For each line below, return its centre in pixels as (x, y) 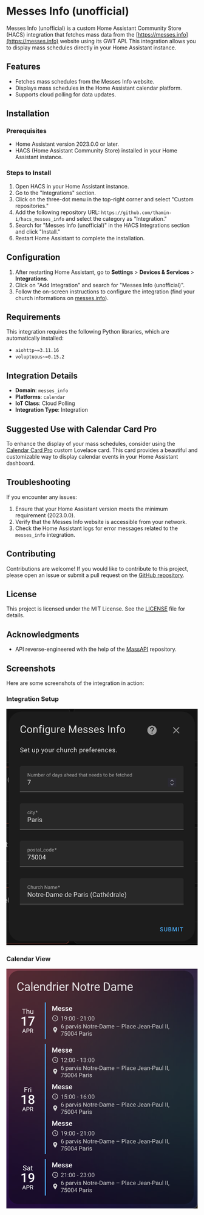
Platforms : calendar (40, 397)
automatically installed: (35, 338)
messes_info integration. (45, 534)
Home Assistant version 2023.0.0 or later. (67, 144)
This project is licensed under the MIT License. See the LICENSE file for (96, 609)
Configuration (33, 257)
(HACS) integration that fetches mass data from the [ (72, 34)
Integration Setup (33, 698)
